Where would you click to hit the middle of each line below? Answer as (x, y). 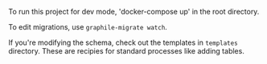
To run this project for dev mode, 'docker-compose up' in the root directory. (134, 12)
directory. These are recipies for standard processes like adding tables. (127, 51)
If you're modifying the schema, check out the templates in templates (123, 42)
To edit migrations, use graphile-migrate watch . (88, 27)
